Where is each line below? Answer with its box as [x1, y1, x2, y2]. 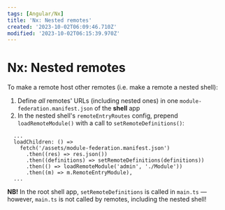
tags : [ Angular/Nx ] [7, 10, 64, 17]
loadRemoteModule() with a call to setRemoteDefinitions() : [17, 119, 185, 127]
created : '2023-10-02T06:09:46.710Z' [7, 23, 117, 30]
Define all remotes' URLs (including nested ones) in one [17, 97, 178, 105]
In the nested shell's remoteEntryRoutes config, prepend [17, 111, 178, 120]
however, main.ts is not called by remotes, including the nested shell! [7, 195, 207, 204]
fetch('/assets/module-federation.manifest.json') [20, 145, 170, 152]
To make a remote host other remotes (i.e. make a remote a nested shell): [7, 83, 219, 92]
